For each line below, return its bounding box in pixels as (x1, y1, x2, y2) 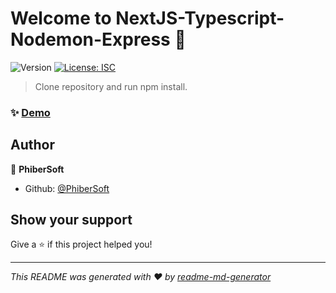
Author (10, 137, 55, 154)
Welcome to (10, 7, 112, 30)
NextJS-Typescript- (115, 7, 285, 30)
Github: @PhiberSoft (24, 182, 110, 194)
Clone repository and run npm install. (34, 80, 188, 92)
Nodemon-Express (10, 28, 171, 51)
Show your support (10, 212, 133, 229)
